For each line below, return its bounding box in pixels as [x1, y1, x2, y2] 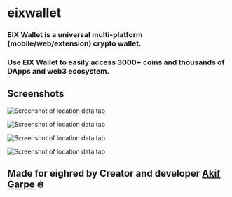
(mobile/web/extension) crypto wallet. [7, 39, 142, 48]
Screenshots [7, 88, 64, 100]
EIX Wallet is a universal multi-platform [7, 30, 143, 40]
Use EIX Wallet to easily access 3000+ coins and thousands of [7, 57, 225, 67]
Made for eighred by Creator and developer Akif [7, 168, 221, 179]
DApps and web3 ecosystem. [7, 67, 110, 76]
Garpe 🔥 [7, 179, 44, 191]
